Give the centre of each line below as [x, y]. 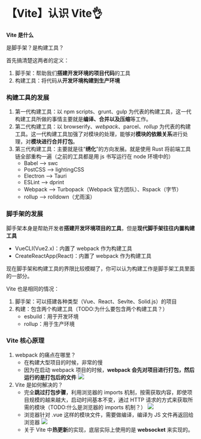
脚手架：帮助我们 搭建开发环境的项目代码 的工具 [72, 73]
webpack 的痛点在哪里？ [45, 355]
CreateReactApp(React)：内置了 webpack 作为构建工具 [83, 255]
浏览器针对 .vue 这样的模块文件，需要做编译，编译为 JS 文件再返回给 [109, 414]
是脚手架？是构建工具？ [35, 47]
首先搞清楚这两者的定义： [38, 60]
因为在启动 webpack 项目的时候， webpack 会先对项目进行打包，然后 [109, 370]
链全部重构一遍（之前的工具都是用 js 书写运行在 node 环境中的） [94, 157]
